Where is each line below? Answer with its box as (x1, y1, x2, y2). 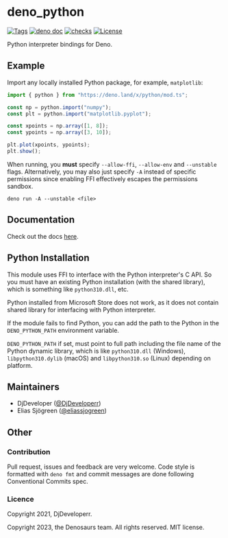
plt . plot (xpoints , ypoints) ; (7, 141, 90, 148)
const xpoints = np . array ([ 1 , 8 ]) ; (7, 123, 109, 130)
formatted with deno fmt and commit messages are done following (7, 470, 194, 478)
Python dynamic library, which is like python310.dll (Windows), (7, 347, 186, 355)
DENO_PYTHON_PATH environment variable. (7, 326, 120, 334)
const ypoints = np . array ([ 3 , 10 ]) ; (7, 129, 112, 136)
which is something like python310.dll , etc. (7, 285, 129, 293)
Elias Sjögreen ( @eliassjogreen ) (16, 406, 107, 415)
